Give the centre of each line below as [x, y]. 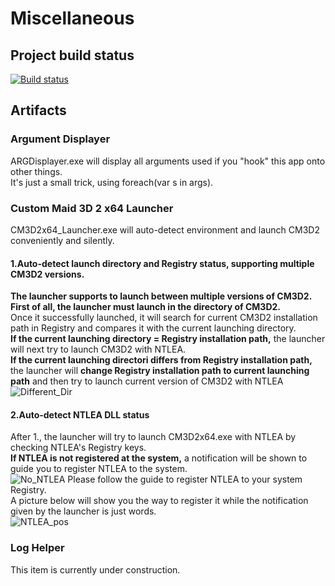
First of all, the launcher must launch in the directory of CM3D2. [146, 307]
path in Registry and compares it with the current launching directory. [153, 328]
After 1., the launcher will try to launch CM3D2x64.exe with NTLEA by [153, 437]
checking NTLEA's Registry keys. [78, 448]
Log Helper [37, 548]
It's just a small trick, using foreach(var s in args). [112, 182]
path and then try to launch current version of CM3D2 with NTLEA [147, 381]
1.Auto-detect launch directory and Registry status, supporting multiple [162, 263]
